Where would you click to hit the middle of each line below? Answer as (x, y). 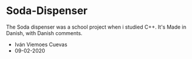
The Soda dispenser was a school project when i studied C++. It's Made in (96, 27)
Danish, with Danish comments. (44, 33)
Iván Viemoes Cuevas (41, 44)
